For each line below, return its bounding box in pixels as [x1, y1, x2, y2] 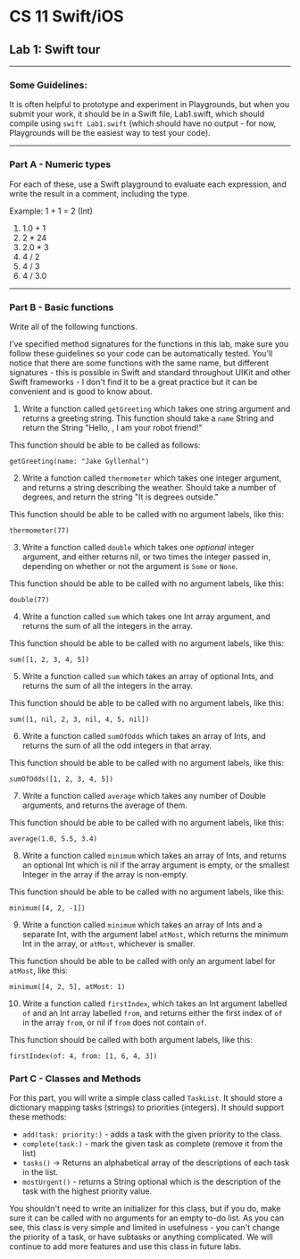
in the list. [21, 1167, 59, 1178]
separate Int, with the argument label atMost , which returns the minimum [21, 928, 288, 939]
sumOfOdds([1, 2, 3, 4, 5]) [9, 775, 114, 784]
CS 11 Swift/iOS [9, 6, 124, 27]
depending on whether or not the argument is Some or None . [21, 560, 238, 571]
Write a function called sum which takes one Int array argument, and [21, 610, 271, 622]
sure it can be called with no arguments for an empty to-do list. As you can [9, 1213, 284, 1223]
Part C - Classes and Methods [9, 1072, 141, 1085]
